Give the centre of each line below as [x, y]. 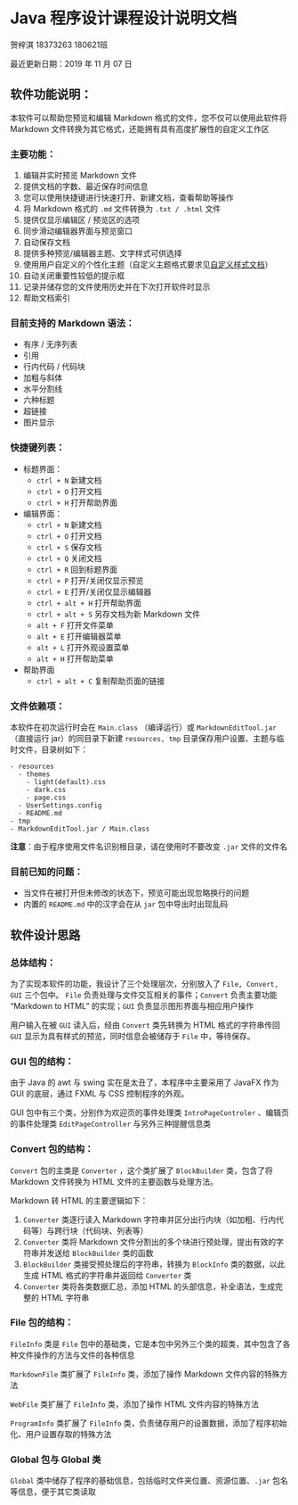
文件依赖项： [38, 706]
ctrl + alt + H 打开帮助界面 [89, 602]
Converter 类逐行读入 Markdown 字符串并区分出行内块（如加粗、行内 [149, 1220]
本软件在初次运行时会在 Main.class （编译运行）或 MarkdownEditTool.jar [143, 727]
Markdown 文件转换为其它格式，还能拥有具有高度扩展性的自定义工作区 [140, 128]
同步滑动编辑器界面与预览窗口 [77, 231]
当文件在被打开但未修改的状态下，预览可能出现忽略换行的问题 [136, 893]
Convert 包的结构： [52, 1149]
